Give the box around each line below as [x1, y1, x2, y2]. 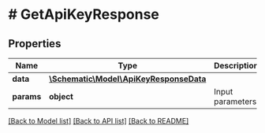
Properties [8, 37, 62, 50]
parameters [214, 96, 257, 107]
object [48, 91, 73, 102]
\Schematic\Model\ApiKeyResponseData [48, 73, 207, 84]
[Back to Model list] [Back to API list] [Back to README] [8, 116, 189, 125]
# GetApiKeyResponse [8, 6, 160, 24]
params [12, 91, 42, 102]
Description [214, 61, 259, 71]
